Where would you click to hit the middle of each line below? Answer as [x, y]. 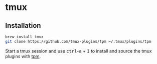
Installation [23, 26]
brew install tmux [24, 37]
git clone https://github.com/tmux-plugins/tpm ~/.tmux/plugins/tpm [78, 41]
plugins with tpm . [23, 56]
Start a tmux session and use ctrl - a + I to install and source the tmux [78, 51]
